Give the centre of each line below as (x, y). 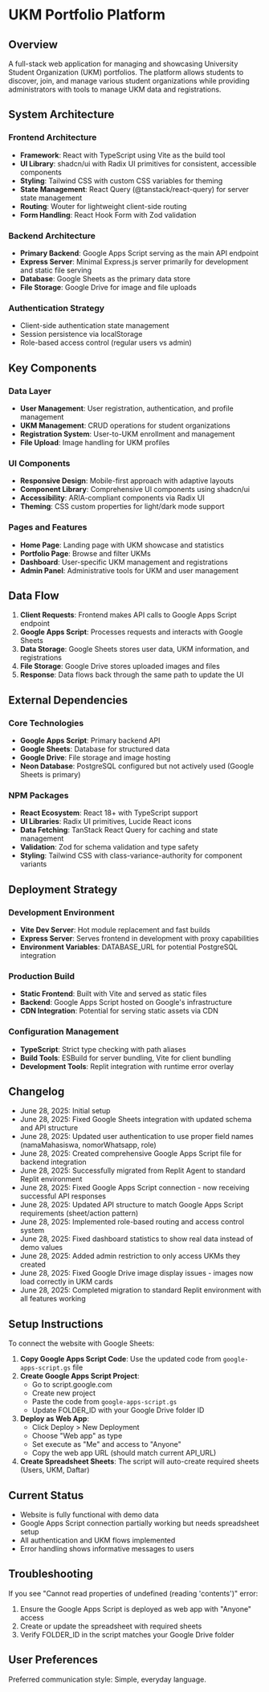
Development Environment (61, 912)
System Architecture (61, 115)
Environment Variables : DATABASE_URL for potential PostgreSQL (129, 947)
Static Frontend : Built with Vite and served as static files (113, 993)
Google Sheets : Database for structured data (95, 749)
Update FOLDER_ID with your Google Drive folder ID (118, 1410)
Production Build (41, 976)
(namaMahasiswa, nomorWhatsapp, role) (88, 1145)
